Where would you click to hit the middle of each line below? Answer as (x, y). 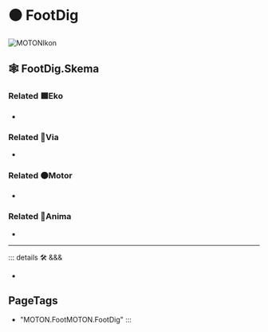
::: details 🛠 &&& (35, 257)
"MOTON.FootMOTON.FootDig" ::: (75, 320)
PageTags (33, 301)
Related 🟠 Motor (41, 175)
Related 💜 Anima (40, 217)
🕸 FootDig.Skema (54, 69)
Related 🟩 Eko (36, 96)
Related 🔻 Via (33, 137)
